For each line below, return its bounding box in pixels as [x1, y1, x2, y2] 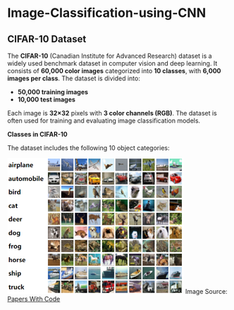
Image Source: [185, 287, 228, 295]
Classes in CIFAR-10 [7, 130, 68, 138]
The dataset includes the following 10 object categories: [7, 144, 170, 152]
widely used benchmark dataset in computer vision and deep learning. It [7, 59, 218, 68]
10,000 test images [17, 95, 76, 104]
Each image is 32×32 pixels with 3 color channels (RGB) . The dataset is [7, 109, 217, 117]
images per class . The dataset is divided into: [7, 74, 141, 82]
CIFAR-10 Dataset [7, 33, 87, 45]
